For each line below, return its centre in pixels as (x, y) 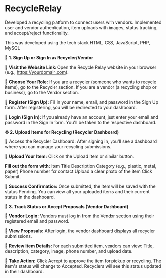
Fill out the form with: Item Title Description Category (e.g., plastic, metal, (81, 166)
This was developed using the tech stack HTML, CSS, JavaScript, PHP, (78, 42)
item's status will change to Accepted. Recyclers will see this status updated (83, 266)
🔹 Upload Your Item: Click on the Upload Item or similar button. (70, 156)
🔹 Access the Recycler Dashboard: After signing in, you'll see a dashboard (81, 141)
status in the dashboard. (30, 197)
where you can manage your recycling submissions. (58, 146)
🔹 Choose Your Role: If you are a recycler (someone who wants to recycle (81, 82)
